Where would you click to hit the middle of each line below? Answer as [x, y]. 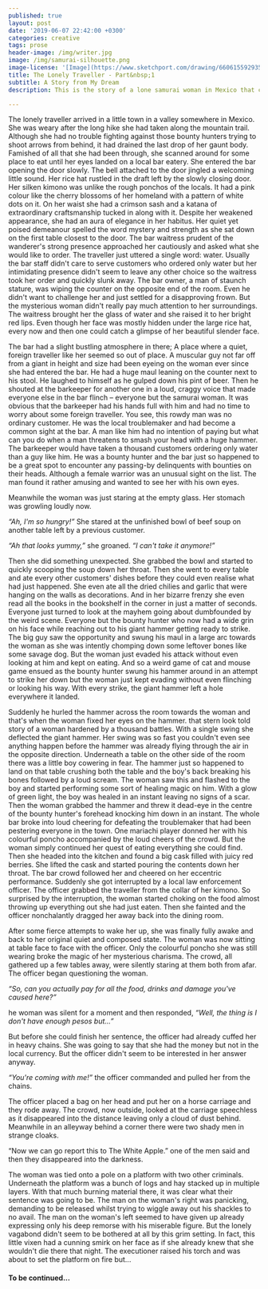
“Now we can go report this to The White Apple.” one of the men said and [129, 1151]
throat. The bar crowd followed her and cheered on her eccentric [115, 873]
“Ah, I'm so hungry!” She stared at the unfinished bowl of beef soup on [125, 522]
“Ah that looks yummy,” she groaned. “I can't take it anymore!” [112, 546]
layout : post [30, 23]
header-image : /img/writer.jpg [60, 53]
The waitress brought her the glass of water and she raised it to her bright [130, 314]
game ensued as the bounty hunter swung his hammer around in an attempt [133, 672]
